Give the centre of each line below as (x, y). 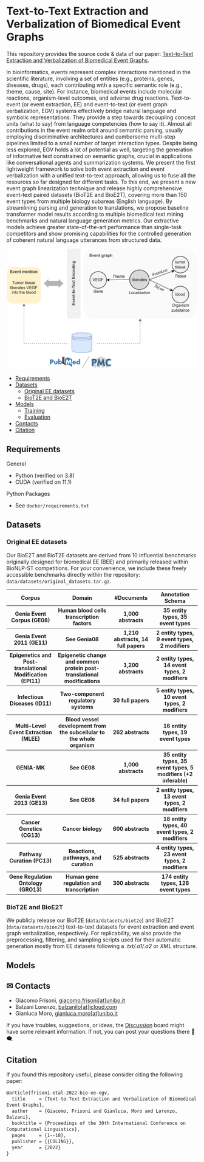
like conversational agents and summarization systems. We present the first (101, 162)
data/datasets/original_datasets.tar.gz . (59, 581)
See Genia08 (82, 639)
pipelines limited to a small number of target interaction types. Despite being (102, 143)
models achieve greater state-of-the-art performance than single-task (94, 227)
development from (82, 726)
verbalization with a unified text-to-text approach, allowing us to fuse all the (101, 175)
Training (34, 411)
